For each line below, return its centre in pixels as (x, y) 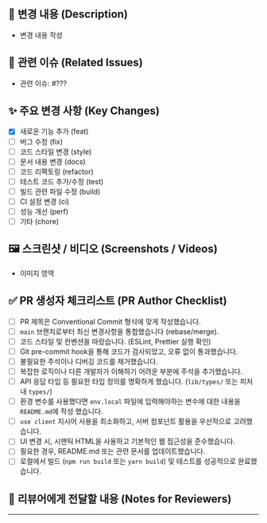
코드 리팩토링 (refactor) (56, 171)
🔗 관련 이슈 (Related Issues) (75, 63)
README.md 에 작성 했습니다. (61, 411)
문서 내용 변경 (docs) (52, 161)
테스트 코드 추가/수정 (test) (62, 181)
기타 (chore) (39, 221)
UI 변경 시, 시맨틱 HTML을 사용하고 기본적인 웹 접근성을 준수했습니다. (128, 442)
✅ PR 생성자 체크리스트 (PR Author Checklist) (118, 301)
